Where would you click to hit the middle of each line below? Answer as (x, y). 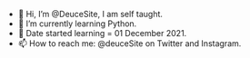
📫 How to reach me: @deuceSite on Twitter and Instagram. (130, 43)
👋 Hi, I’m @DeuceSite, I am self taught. (90, 14)
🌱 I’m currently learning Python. (77, 24)
